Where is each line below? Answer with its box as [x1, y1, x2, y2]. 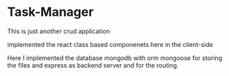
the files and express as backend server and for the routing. [7, 61, 179, 69]
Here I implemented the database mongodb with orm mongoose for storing [7, 53, 223, 62]
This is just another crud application [7, 27, 110, 35]
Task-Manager [7, 4, 94, 20]
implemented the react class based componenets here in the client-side [7, 40, 214, 48]
